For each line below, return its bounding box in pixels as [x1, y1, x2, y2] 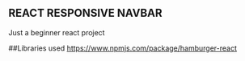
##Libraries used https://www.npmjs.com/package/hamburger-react [8, 43, 237, 53]
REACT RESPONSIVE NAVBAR [8, 6, 163, 20]
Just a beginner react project [8, 27, 105, 37]
